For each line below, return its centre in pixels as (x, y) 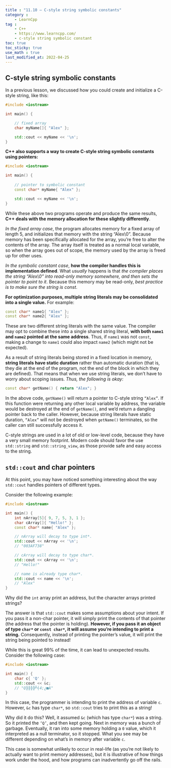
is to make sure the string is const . (41, 287)
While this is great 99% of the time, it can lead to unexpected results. (78, 650)
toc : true (16, 43)
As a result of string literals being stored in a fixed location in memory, (79, 358)
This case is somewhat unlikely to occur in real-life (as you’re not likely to (82, 749)
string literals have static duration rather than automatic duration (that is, (83, 363)
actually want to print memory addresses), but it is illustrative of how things (84, 755)
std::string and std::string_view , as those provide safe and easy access (83, 446)
